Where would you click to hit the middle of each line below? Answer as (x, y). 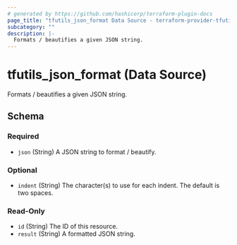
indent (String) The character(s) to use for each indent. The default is (119, 186)
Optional (22, 170)
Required (23, 137)
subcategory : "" (31, 27)
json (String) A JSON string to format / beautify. (87, 151)
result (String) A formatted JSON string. (76, 234)
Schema (26, 117)
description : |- (31, 33)
